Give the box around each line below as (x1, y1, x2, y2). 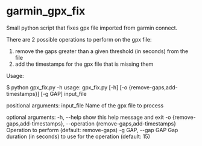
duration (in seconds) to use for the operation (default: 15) (6, 133, 151, 140)
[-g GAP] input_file (40, 90, 87, 97)
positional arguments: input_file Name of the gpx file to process (6, 101, 164, 109)
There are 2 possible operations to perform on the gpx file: (6, 36, 152, 43)
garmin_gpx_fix (6, 4, 86, 18)
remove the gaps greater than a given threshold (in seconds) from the (14, 47, 189, 55)
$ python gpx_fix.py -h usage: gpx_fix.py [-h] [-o (6, 83, 128, 91)
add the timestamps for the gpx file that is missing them (14, 60, 154, 68)
